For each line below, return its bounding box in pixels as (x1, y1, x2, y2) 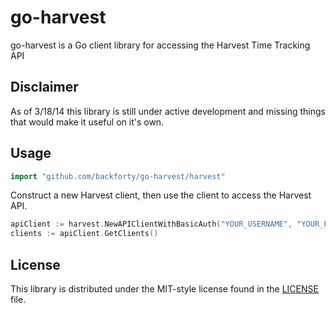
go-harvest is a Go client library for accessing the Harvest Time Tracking (10, 39, 311, 51)
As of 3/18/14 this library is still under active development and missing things (10, 105, 326, 117)
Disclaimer (10, 79, 79, 96)
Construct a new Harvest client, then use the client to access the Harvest (10, 189, 312, 201)
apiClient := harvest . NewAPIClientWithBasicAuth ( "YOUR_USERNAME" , (10, 219, 293, 230)
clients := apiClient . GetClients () (10, 229, 159, 239)
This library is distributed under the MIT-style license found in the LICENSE (10, 283, 319, 295)
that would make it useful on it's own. (10, 116, 165, 128)
